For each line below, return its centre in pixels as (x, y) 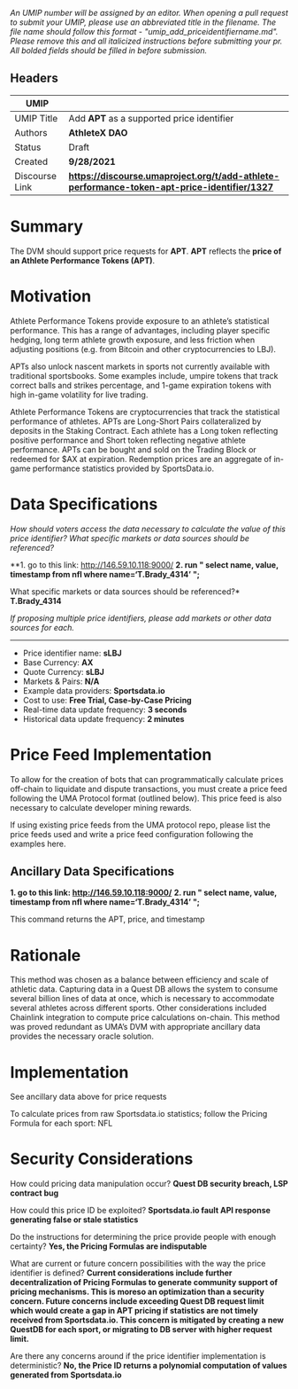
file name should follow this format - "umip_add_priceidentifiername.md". (144, 31)
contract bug (34, 1193)
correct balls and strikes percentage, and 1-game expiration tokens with (141, 385)
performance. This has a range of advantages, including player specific (140, 330)
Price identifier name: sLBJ (72, 653)
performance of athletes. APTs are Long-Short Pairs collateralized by (136, 421)
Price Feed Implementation (111, 754)
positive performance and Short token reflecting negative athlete (128, 440)
